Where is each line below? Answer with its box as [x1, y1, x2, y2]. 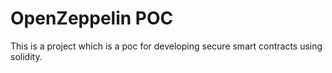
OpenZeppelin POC [10, 7, 174, 30]
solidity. [10, 50, 43, 62]
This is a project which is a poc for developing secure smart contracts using [10, 40, 323, 52]
